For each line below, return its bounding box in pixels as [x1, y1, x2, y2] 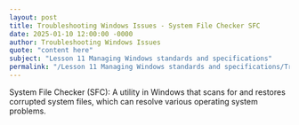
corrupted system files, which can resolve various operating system [9, 96, 258, 106]
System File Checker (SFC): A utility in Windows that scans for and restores [9, 86, 287, 98]
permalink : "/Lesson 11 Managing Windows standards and [9, 63, 221, 72]
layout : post [9, 12, 58, 22]
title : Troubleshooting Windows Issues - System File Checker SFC [9, 21, 261, 30]
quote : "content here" [9, 46, 93, 55]
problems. [9, 105, 46, 116]
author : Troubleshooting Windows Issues [9, 37, 162, 47]
